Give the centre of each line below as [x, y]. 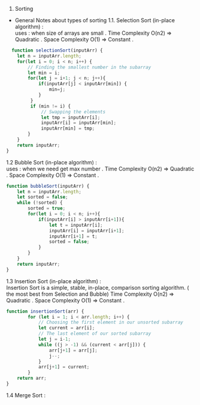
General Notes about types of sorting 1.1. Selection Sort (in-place [95, 20]
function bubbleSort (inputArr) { [48, 186]
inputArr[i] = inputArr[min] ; [79, 123]
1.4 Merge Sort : [26, 395]
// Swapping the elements [73, 112]
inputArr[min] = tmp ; [68, 128]
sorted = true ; [47, 208]
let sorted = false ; [43, 197]
